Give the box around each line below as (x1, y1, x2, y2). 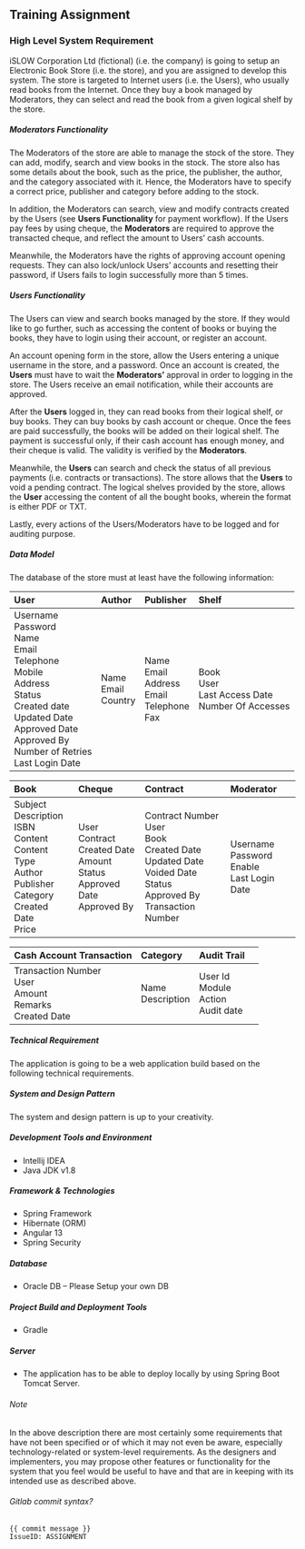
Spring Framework (22, 1208, 93, 1219)
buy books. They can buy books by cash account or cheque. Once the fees (9, 415, 291, 426)
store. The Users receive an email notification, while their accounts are (9, 379, 274, 390)
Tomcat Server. (22, 1378, 80, 1389)
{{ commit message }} (9, 1524, 92, 1534)
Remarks (14, 998, 52, 1011)
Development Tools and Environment (9, 1132, 152, 1143)
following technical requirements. (9, 1067, 134, 1078)
